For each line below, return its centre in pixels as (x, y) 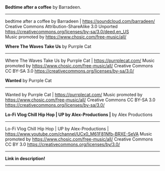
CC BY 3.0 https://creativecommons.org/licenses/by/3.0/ (63, 144)
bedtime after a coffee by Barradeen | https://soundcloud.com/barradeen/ (80, 21)
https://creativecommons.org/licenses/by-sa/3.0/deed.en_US (67, 32)
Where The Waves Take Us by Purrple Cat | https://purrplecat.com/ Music (80, 60)
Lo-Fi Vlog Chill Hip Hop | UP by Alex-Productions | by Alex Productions (79, 114)
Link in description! (25, 158)
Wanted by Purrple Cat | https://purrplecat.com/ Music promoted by (74, 95)
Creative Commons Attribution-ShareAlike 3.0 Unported (61, 26)
